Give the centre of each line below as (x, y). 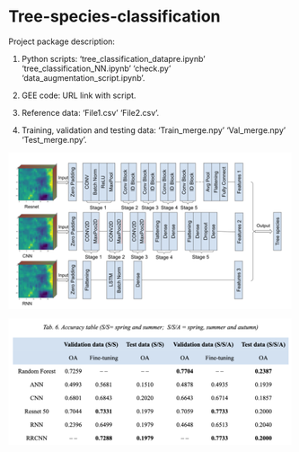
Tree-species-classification (114, 17)
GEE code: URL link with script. (79, 95)
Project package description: (62, 41)
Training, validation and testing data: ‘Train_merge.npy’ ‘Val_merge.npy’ (154, 130)
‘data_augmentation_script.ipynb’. (83, 77)
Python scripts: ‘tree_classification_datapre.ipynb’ (113, 58)
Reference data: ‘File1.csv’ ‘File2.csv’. (90, 112)
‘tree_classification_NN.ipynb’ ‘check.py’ (96, 68)
